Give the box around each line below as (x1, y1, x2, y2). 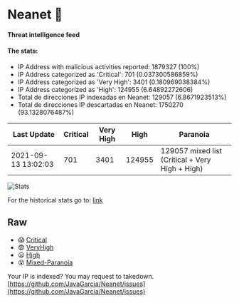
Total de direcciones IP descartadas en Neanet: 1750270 (17, 100, 184, 109)
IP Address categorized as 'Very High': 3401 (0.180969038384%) (17, 78, 211, 86)
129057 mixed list (160, 145, 223, 155)
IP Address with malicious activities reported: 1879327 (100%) (17, 62, 200, 71)
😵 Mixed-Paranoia (17, 258, 73, 267)
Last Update (13, 129, 55, 139)
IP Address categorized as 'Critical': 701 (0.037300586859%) (17, 70, 198, 78)
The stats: (7, 46, 38, 56)
